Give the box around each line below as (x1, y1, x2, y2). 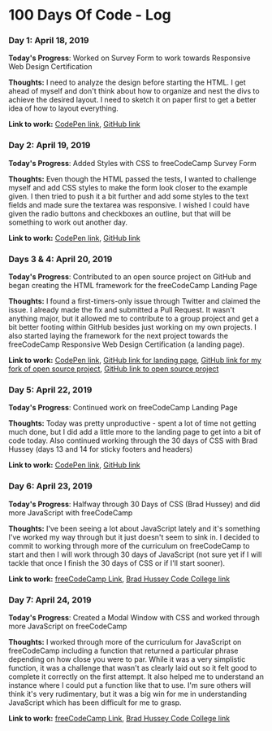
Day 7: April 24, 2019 (8, 594, 92, 606)
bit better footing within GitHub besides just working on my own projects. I (8, 322, 257, 332)
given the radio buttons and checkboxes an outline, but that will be (8, 208, 231, 218)
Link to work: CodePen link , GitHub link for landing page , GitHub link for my (8, 356, 261, 365)
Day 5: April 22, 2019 (8, 384, 93, 396)
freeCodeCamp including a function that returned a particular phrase (8, 646, 239, 655)
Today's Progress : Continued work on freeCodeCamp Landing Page (8, 403, 238, 413)
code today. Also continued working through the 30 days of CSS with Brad (8, 436, 258, 445)
